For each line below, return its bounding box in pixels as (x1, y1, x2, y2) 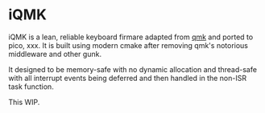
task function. (8, 82, 54, 91)
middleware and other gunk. (8, 49, 102, 59)
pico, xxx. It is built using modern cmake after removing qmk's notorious (8, 40, 248, 50)
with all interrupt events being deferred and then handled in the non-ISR (8, 73, 247, 83)
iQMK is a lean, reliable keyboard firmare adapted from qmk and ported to (8, 32, 254, 42)
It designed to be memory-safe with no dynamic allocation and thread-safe (8, 64, 258, 74)
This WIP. (8, 97, 40, 107)
